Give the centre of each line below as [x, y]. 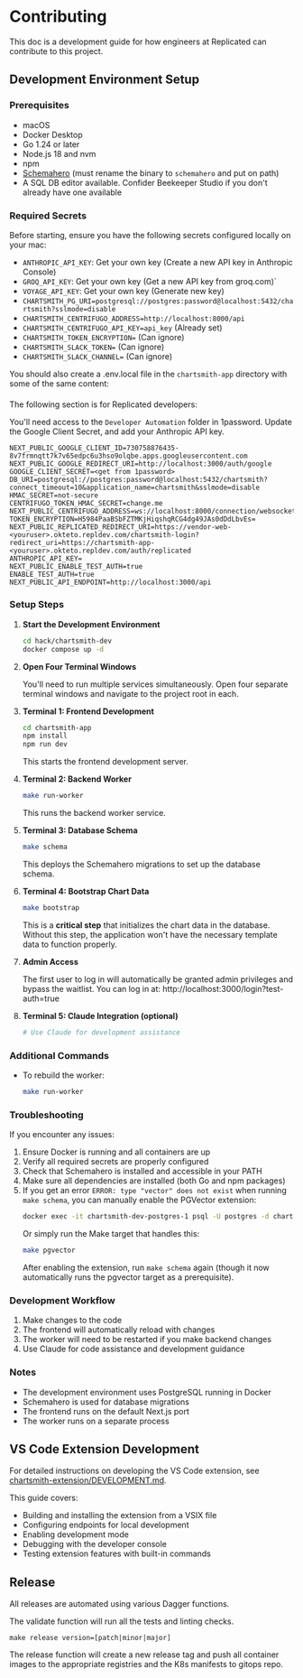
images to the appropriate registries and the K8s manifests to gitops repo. [147, 1664]
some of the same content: [60, 383]
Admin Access [50, 961]
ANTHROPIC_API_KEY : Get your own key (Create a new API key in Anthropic [157, 262]
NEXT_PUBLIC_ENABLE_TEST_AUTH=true [76, 566]
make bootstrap [51, 908]
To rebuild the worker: [64, 1075]
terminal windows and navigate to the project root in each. [130, 693]
